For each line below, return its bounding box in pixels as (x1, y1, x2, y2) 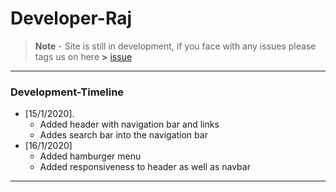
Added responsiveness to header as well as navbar (39, 161, 251, 173)
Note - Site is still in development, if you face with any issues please (34, 40, 317, 52)
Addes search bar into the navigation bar (39, 129, 208, 141)
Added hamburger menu (39, 150, 142, 162)
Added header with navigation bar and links (39, 118, 220, 131)
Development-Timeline (10, 85, 125, 99)
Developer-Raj (10, 7, 133, 30)
